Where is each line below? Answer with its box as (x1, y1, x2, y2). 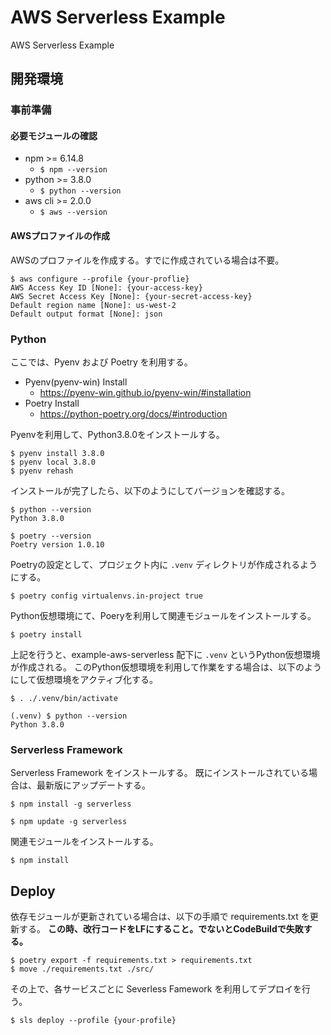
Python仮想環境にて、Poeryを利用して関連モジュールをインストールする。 (10, 609, 317, 621)
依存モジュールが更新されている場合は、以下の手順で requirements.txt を (10, 911, 310, 923)
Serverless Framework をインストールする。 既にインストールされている (10, 767, 309, 779)
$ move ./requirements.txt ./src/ (10, 964, 155, 975)
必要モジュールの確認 (10, 129, 98, 141)
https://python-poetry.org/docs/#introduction (39, 407, 228, 420)
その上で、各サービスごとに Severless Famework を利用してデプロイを (10, 983, 303, 995)
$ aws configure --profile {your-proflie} (10, 274, 190, 284)
